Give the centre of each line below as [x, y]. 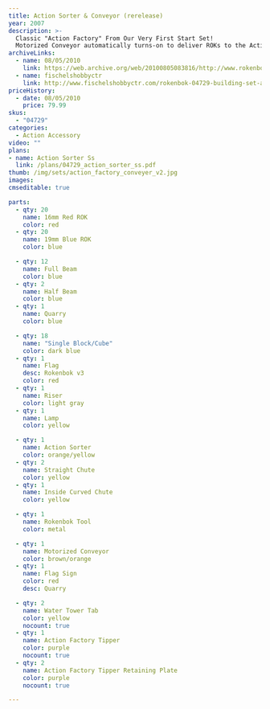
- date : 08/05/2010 [48, 98]
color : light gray [53, 403]
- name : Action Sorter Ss [51, 158]
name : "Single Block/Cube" [68, 343]
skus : [17, 113]
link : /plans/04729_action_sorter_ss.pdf [86, 166]
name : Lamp [41, 418]
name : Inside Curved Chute [68, 492]
